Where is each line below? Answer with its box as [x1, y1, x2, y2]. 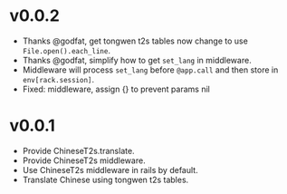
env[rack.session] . [22, 73, 95, 84]
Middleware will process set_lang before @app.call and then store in [22, 64, 279, 75]
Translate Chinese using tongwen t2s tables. [22, 174, 189, 185]
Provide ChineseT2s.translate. [22, 145, 135, 156]
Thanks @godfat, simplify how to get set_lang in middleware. [22, 54, 252, 65]
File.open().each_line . [22, 44, 111, 55]
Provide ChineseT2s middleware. [22, 155, 147, 166]
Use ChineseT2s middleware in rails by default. [22, 164, 198, 175]
